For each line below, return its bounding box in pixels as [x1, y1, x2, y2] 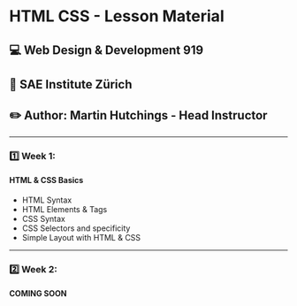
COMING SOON [9, 288, 68, 299]
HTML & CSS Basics [9, 175, 84, 186]
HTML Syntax [21, 195, 72, 205]
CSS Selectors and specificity [21, 223, 131, 233]
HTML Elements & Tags [21, 203, 108, 214]
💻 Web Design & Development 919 [9, 42, 204, 57]
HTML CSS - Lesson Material [9, 6, 225, 27]
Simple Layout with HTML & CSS [21, 232, 141, 242]
